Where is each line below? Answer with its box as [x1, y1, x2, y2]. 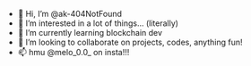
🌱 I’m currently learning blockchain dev [17, 28, 163, 37]
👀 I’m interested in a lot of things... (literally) [17, 18, 179, 29]
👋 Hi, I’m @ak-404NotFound [17, 9, 123, 19]
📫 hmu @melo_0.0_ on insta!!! [17, 47, 130, 57]
